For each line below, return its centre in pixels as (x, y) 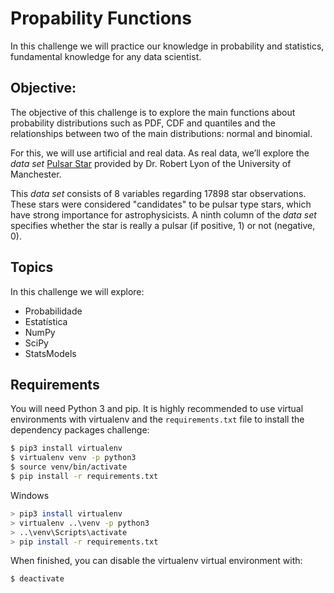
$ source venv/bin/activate (69, 467)
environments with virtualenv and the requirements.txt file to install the (157, 419)
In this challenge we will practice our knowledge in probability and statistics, (167, 46)
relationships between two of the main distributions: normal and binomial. (161, 133)
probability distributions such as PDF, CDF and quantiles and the (143, 123)
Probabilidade (53, 311)
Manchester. (36, 174)
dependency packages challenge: (80, 430)
